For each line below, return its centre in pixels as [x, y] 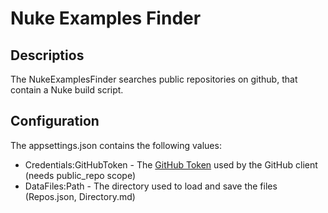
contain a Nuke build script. [67, 90]
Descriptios [47, 55]
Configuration [55, 121]
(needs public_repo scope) [80, 175]
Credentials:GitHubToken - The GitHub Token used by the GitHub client [171, 164]
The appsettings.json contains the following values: [116, 145]
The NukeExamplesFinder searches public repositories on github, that [154, 79]
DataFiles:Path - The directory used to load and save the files [151, 186]
